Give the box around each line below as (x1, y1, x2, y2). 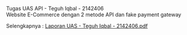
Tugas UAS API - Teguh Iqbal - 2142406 (6, 5, 104, 12)
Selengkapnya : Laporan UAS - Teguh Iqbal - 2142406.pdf (6, 23, 148, 29)
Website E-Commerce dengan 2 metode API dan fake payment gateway (6, 11, 182, 18)
